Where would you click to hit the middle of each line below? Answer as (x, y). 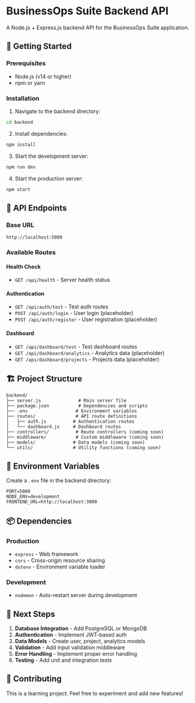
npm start (18, 189)
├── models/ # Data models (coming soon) (76, 443)
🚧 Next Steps (31, 614)
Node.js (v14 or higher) (43, 77)
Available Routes (31, 252)
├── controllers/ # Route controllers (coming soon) (85, 432)
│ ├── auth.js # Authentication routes (70, 422)
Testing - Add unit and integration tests (63, 660)
